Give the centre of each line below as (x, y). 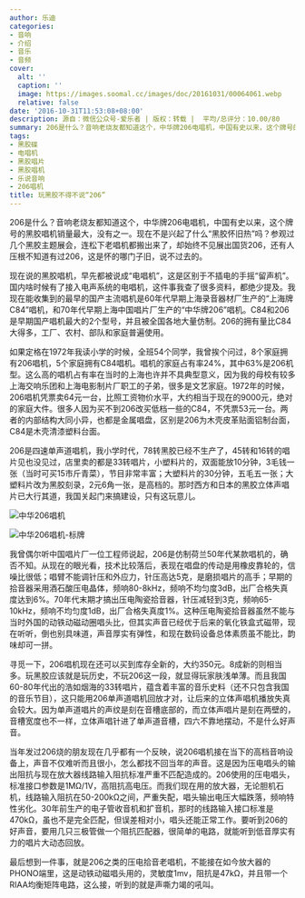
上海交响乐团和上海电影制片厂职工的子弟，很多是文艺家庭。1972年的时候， (149, 386)
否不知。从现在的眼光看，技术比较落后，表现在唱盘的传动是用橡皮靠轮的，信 (152, 565)
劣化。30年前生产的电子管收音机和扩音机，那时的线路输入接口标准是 (145, 808)
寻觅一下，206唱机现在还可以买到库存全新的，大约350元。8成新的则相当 (146, 664)
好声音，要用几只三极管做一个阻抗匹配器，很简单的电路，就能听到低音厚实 (148, 831)
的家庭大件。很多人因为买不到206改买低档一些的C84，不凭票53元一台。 (145, 409)
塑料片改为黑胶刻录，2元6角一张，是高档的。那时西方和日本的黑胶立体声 (146, 484)
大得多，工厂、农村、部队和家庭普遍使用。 (89, 332)
